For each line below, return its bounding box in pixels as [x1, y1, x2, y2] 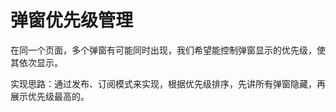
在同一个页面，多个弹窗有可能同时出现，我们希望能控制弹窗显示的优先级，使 [10, 44, 326, 56]
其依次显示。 [10, 56, 63, 68]
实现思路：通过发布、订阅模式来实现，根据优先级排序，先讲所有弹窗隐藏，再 [10, 77, 326, 90]
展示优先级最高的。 [10, 90, 90, 102]
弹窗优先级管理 [10, 9, 134, 32]
